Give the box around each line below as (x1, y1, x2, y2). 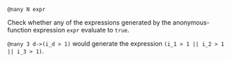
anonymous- (172, 18, 210, 27)
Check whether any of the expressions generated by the (7, 18, 172, 27)
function (7, 26, 32, 34)
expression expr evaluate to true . (32, 26, 130, 34)
